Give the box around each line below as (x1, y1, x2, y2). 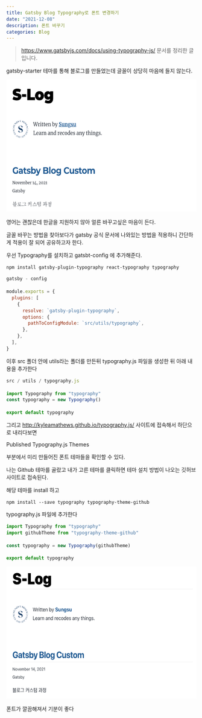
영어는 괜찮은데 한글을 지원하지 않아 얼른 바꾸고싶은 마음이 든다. (6, 218, 156, 226)
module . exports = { (6, 288, 55, 294)
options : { (22, 314, 50, 320)
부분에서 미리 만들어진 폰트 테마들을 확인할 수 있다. (6, 453, 125, 460)
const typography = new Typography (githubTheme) (6, 542, 131, 548)
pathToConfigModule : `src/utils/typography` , (28, 320, 145, 326)
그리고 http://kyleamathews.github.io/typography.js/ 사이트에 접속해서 (6, 421, 177, 428)
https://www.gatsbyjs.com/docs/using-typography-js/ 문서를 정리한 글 (21, 47, 194, 54)
